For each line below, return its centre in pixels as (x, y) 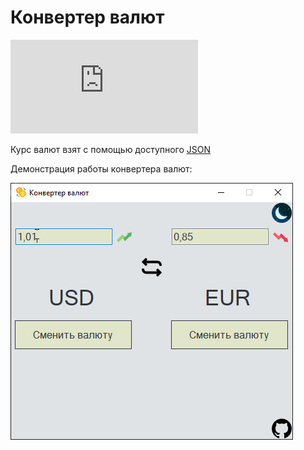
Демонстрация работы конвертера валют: (101, 168)
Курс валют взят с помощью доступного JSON (111, 149)
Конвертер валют (87, 17)
